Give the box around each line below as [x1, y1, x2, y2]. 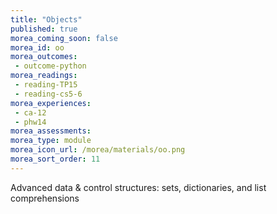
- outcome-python [14, 61, 87, 71]
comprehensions [10, 192, 80, 204]
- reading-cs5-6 [14, 89, 83, 99]
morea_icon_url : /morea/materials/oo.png [10, 145, 186, 155]
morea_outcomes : [10, 52, 78, 62]
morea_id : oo [10, 42, 65, 53]
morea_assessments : [10, 126, 92, 136]
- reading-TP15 [14, 80, 78, 90]
